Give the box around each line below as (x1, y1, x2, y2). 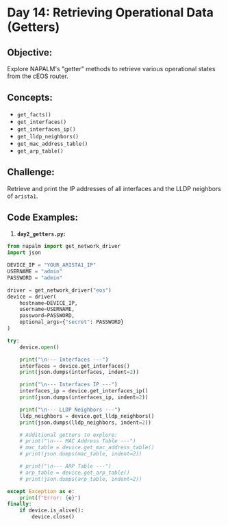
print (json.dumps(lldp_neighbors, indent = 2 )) (19, 419, 152, 426)
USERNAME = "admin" (7, 268, 63, 275)
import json (7, 249, 41, 256)
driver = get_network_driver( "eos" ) (7, 286, 112, 294)
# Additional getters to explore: (19, 431, 118, 438)
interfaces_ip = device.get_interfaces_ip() (19, 388, 149, 394)
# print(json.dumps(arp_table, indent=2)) (19, 475, 142, 482)
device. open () (19, 344, 60, 351)
